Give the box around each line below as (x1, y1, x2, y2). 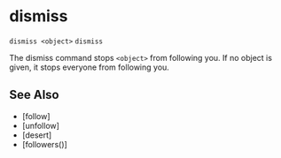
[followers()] (21, 139, 68, 149)
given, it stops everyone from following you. (9, 62, 170, 72)
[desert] (21, 130, 52, 140)
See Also (9, 87, 59, 102)
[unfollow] (21, 120, 60, 131)
